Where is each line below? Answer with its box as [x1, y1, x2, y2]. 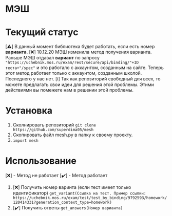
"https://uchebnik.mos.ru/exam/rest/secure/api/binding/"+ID [5, 60, 139, 66]
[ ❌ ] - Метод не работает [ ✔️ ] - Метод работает [5, 172, 108, 178]
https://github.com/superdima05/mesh [12, 127, 94, 133]
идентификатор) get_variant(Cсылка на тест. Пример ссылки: [12, 190, 146, 196]
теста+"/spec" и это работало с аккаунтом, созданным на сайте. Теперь [5, 64, 164, 71]
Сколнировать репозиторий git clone [12, 122, 97, 128]
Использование [5, 155, 77, 167]
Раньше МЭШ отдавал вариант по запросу [5, 55, 100, 61]
